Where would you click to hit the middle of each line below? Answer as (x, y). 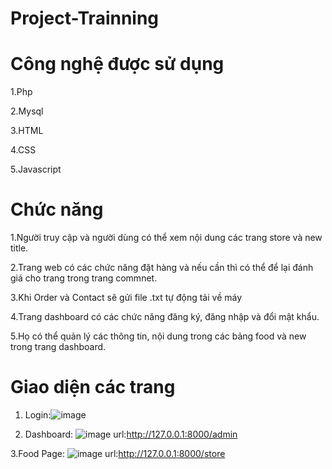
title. (19, 248)
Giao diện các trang (93, 387)
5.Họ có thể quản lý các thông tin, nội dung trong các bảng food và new (158, 336)
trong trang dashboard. (58, 347)
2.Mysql (27, 111)
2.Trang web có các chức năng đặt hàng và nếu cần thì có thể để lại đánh (162, 268)
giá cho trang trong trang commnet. (84, 278)
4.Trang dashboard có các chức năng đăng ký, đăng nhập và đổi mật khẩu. (165, 317)
